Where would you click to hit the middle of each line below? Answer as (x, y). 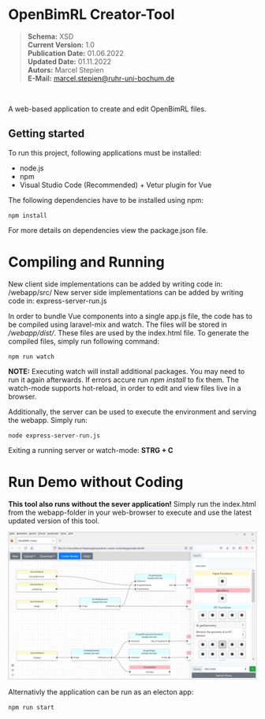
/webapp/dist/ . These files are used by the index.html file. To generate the (129, 332)
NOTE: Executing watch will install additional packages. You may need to (127, 371)
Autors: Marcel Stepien (65, 69)
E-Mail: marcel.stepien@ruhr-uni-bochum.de (101, 78)
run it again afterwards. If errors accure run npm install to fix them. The (123, 380)
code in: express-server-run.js (58, 301)
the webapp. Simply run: (48, 420)
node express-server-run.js (54, 436)
